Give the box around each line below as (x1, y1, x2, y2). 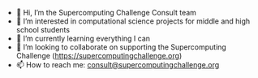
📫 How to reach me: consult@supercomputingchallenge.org (15, 60, 220, 69)
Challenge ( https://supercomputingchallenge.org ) (15, 51, 183, 60)
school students (15, 25, 71, 34)
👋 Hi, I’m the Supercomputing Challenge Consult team (15, 8, 197, 17)
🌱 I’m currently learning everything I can (15, 33, 151, 43)
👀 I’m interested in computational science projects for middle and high (15, 16, 251, 26)
